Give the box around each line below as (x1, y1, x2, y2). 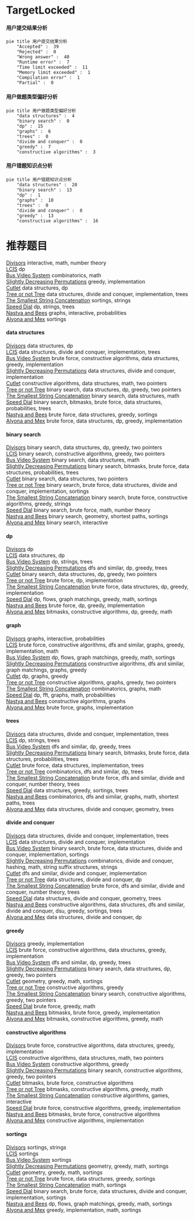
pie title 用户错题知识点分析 (6, 176, 72, 183)
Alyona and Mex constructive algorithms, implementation (6, 1117, 144, 1124)
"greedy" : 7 (16, 144, 51, 150)
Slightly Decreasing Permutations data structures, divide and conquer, (6, 367, 176, 374)
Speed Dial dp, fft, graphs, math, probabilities (6, 691, 116, 699)
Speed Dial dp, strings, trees (6, 303, 75, 310)
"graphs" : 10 (16, 197, 54, 203)
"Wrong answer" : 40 (16, 54, 69, 60)
